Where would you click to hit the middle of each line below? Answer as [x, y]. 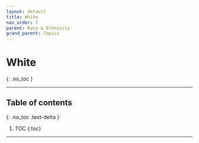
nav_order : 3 [22, 22]
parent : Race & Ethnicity [38, 28]
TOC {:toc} [28, 128]
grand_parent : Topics [33, 34]
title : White [22, 17]
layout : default [26, 11]
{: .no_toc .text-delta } [33, 117]
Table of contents [39, 103]
